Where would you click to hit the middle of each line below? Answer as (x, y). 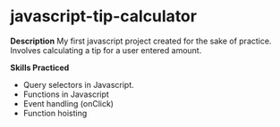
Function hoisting (55, 113)
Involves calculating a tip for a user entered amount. (106, 50)
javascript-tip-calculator (104, 16)
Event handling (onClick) (68, 103)
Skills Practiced (40, 67)
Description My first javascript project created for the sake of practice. (141, 41)
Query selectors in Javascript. (79, 84)
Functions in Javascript (66, 94)
